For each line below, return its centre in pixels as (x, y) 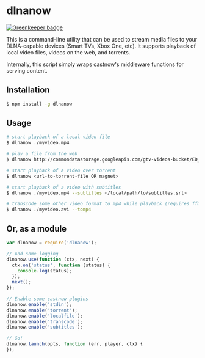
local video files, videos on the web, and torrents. (68, 52)
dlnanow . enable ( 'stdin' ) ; (39, 304)
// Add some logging (33, 254)
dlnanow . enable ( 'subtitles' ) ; (45, 327)
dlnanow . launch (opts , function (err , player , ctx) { (75, 344)
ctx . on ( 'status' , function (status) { (61, 265)
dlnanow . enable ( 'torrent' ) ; (42, 310)
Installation (28, 90)
